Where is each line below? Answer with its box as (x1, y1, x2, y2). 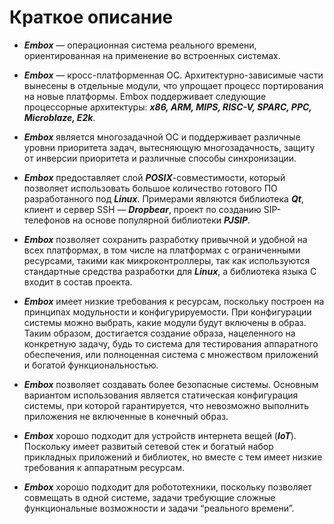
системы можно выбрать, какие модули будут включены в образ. (23, 316, 307, 328)
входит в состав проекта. (23, 276, 133, 288)
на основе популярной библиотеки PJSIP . (72, 214, 251, 226)
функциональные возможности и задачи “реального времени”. (23, 502, 295, 514)
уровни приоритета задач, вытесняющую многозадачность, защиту (23, 141, 316, 153)
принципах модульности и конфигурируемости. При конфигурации (23, 306, 312, 318)
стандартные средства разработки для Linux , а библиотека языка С (23, 265, 317, 277)
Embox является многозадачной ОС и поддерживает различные (23, 131, 301, 143)
